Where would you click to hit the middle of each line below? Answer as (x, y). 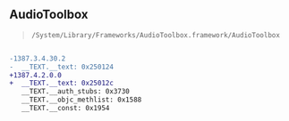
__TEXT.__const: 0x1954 (65, 109)
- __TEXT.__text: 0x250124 (62, 67)
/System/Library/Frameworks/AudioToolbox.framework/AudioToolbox (155, 35)
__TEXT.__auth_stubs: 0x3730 (75, 92)
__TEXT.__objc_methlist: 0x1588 (81, 100)
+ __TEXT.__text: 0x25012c (62, 84)
